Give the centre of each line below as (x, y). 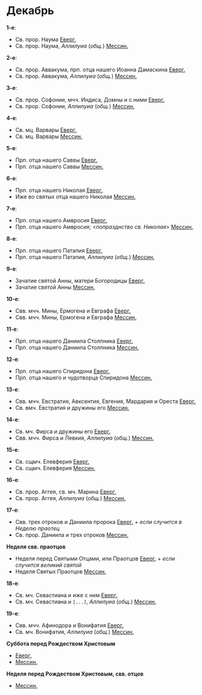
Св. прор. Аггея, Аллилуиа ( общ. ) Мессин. (70, 498)
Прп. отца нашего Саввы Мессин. (59, 166)
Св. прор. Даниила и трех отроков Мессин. (72, 534)
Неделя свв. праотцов (36, 547)
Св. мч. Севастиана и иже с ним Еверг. (66, 595)
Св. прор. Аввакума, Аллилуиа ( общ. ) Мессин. (76, 76)
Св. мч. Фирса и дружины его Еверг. (63, 431)
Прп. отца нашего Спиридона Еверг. (62, 371)
